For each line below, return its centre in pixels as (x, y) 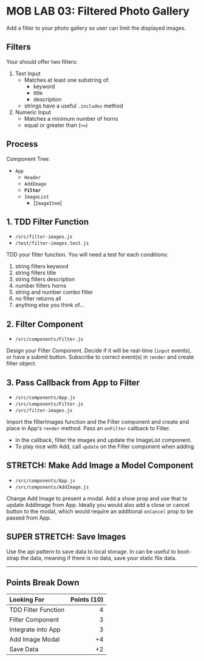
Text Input (28, 73)
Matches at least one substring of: (67, 80)
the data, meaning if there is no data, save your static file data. (99, 558)
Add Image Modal (35, 640)
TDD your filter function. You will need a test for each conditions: (87, 255)
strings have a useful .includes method (73, 106)
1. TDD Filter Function (48, 222)
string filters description (45, 279)
